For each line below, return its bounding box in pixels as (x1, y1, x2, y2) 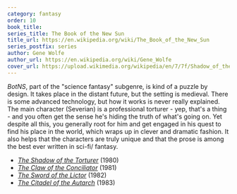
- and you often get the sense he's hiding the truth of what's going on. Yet (7, 112, 222, 121)
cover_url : (7, 63, 39, 70)
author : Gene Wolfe (7, 50, 65, 57)
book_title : (7, 23, 42, 30)
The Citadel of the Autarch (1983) (17, 178, 116, 187)
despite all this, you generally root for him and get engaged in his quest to (7, 119, 221, 128)
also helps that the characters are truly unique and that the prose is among (7, 135, 224, 143)
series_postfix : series (7, 43, 78, 50)
